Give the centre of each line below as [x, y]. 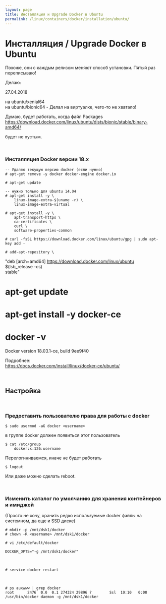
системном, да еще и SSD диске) [40, 521]
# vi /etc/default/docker [32, 543]
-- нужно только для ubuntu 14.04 [41, 191]
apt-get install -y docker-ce [63, 314]
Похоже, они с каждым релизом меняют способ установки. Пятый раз [80, 68]
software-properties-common [43, 230]
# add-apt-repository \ [30, 252]
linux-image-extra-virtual [42, 204]
